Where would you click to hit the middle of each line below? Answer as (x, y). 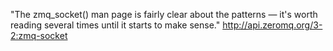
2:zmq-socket (39, 35)
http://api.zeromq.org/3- (272, 25)
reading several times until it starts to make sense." (115, 25)
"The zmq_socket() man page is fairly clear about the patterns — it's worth (164, 14)
